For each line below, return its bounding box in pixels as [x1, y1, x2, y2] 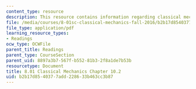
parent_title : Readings [6, 47, 64, 53]
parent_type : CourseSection [6, 52, 75, 58]
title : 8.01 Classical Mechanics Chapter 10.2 [6, 69, 121, 74]
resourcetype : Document [6, 63, 64, 69]
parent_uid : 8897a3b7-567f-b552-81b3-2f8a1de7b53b [6, 57, 132, 63]
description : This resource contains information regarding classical [6, 14, 181, 20]
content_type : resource [6, 8, 64, 15]
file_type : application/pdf [6, 25, 75, 31]
